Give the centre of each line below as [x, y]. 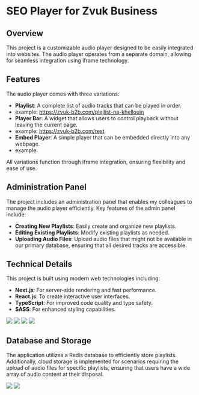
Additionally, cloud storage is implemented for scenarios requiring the [93, 361]
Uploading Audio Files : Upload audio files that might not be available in [103, 239]
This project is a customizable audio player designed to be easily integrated [100, 47]
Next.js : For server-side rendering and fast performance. [86, 290]
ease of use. [22, 168]
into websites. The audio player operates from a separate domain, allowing [99, 54]
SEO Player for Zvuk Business [82, 11]
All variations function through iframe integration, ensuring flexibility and [96, 162]
